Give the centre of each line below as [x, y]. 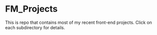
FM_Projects [31, 9]
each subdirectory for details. [35, 27]
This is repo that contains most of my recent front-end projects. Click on [78, 22]
